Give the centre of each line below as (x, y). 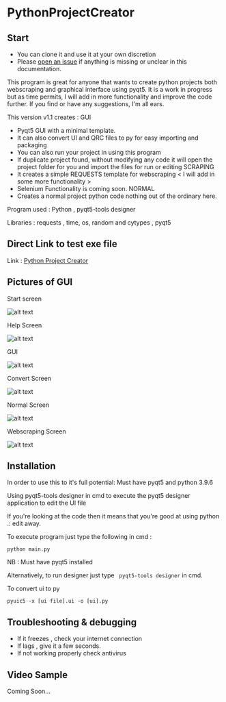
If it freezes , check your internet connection (79, 639)
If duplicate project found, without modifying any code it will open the (115, 160)
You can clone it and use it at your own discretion (86, 54)
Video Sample (38, 675)
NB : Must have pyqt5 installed (50, 562)
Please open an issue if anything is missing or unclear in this (102, 62)
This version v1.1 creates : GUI (49, 117)
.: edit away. (24, 524)
